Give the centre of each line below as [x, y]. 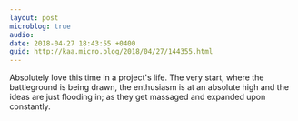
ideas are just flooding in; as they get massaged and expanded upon [138, 97]
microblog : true [40, 26]
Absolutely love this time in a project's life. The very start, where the [137, 77]
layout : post [34, 18]
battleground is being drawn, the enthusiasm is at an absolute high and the [149, 87]
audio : [22, 35]
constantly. [30, 106]
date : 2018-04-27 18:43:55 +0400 [73, 43]
